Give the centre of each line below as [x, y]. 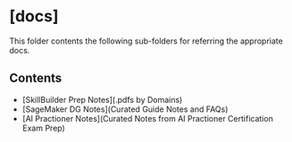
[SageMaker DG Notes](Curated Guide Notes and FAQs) [125, 109]
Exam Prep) [43, 128]
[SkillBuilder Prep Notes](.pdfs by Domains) [102, 99]
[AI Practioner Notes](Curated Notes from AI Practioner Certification [148, 118]
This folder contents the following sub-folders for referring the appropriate [146, 41]
